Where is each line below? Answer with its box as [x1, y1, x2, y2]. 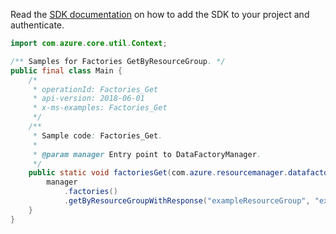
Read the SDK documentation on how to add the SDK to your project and [10, 9, 310, 20]
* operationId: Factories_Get [32, 84, 159, 94]
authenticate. [10, 19, 65, 31]
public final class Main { [10, 65, 123, 76]
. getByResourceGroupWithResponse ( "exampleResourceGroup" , [63, 196, 311, 206]
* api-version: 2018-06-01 [32, 94, 145, 104]
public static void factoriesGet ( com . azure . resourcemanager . [28, 168, 288, 178]
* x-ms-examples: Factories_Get [32, 103, 168, 113]
